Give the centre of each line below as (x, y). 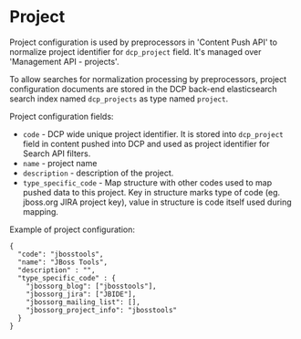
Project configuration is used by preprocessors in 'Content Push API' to (144, 42)
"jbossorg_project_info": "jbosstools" (102, 310)
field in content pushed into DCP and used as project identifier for (146, 143)
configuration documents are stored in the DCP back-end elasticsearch (143, 89)
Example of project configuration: (72, 229)
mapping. (41, 211)
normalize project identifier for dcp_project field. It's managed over (135, 51)
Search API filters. (57, 154)
